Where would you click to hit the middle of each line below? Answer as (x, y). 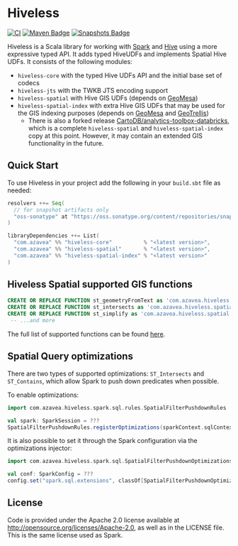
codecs (29, 82)
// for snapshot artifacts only (62, 210)
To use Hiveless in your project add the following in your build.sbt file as (114, 182)
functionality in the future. (66, 143)
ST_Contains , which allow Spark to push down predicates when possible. (113, 381)
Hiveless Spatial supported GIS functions (100, 284)
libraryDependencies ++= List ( (53, 236)
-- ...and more (33, 321)
